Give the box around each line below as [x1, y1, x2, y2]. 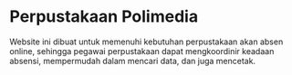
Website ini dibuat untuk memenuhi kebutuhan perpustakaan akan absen [9, 36, 284, 47]
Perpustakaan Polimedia [9, 6, 199, 27]
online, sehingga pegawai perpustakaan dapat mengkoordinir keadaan [9, 45, 275, 56]
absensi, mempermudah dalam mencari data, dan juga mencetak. [9, 55, 256, 66]
